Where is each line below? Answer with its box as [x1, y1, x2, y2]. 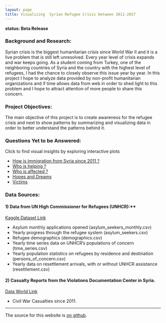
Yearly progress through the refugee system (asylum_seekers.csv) [12, 229, 148, 235]
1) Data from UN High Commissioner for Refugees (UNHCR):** [5, 203, 136, 209]
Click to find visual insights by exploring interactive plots [5, 149, 120, 155]
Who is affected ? [12, 168, 48, 174]
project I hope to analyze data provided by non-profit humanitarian [5, 75, 141, 81]
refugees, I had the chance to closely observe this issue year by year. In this [5, 70, 160, 76]
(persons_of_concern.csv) [12, 255, 66, 262]
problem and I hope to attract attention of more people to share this [5, 85, 142, 91]
